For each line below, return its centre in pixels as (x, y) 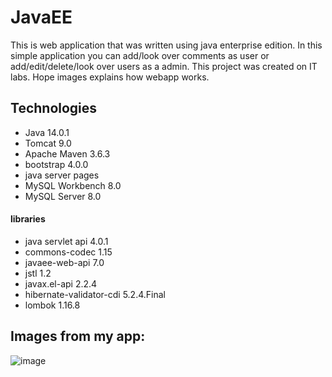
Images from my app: (78, 336)
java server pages (62, 175)
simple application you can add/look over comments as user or (140, 55)
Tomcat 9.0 (48, 143)
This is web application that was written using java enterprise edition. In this (166, 45)
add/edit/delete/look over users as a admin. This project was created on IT (164, 66)
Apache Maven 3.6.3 (67, 153)
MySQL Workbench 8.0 (73, 185)
